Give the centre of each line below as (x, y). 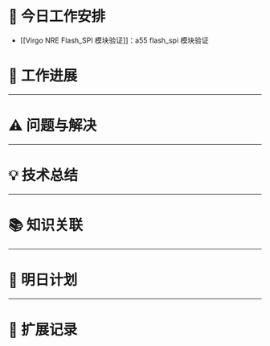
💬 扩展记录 (43, 330)
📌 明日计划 (43, 280)
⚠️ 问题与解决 (53, 126)
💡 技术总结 (43, 175)
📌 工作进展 (43, 76)
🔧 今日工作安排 (57, 16)
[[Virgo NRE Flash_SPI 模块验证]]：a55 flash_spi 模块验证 (114, 40)
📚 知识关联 (46, 225)
